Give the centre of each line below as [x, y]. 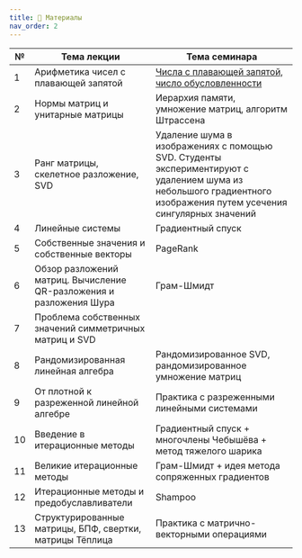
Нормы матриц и [72, 103]
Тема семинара [222, 57]
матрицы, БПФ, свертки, [88, 528]
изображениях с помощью [214, 146]
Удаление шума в [194, 134]
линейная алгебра [74, 371]
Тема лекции [91, 57]
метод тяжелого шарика [209, 451]
